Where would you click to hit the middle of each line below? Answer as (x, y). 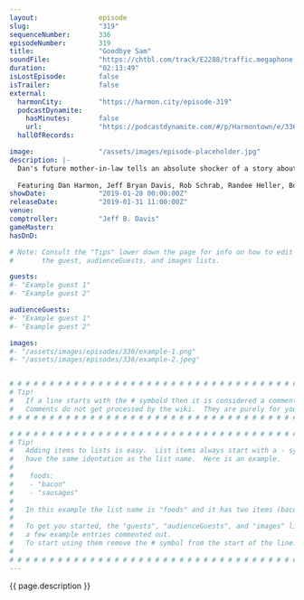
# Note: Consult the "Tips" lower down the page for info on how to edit (152, 252)
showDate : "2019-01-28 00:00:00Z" (99, 194)
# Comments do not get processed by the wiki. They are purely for (145, 409)
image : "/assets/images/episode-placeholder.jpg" (135, 152)
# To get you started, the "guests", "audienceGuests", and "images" (147, 526)
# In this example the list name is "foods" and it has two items (141, 510)
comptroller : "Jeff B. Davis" (85, 219)
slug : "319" (64, 26)
